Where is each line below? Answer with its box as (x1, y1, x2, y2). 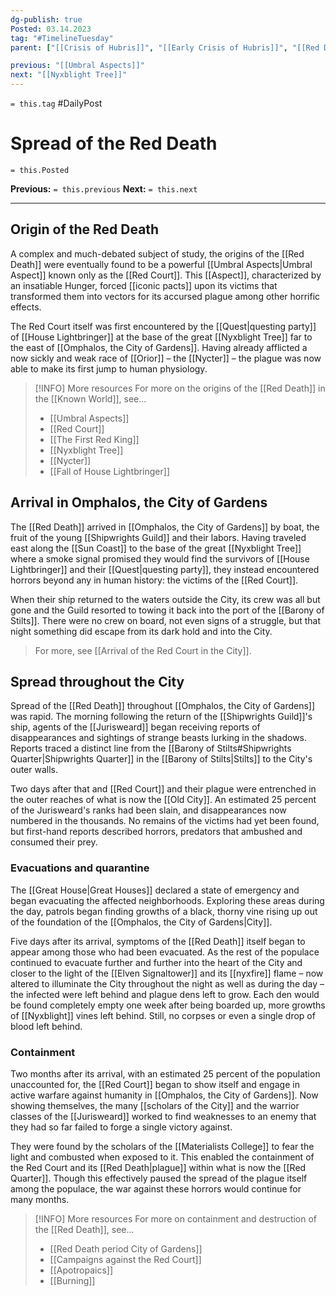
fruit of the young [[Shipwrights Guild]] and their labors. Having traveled (10, 531, 307, 543)
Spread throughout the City (10, 673, 185, 690)
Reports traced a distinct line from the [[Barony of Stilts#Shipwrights (10, 742, 292, 755)
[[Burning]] (49, 1274, 96, 1286)
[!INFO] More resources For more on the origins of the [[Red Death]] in (34, 382, 326, 394)
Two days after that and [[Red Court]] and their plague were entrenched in (10, 783, 317, 795)
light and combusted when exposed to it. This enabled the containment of (10, 1151, 315, 1163)
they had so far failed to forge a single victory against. (10, 1121, 233, 1133)
